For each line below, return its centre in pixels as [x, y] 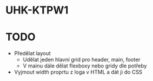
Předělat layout [32, 53]
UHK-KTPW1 [37, 10]
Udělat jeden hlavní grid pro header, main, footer [82, 60]
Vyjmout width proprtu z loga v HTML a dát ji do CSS [78, 72]
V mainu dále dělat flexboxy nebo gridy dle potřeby [85, 66]
